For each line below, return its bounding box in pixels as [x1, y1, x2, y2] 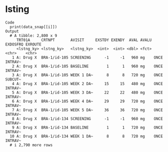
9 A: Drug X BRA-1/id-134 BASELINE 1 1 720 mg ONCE [12, 125, 163, 130]
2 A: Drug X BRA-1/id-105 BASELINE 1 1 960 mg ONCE [12, 63, 163, 68]
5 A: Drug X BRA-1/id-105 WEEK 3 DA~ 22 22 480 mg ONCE [12, 90, 163, 95]
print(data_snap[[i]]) [10, 24, 57, 29]
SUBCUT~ [5, 76, 22, 82]
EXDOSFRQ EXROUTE [5, 41, 42, 47]
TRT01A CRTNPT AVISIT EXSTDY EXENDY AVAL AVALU [16, 37, 152, 42]
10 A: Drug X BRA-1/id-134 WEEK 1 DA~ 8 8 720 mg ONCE [10, 133, 163, 138]
